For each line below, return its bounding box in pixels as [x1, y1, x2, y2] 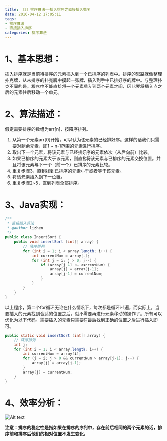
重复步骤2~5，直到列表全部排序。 [12, 180, 82, 186]
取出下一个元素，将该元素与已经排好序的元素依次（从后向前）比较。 [12, 149, 152, 155]
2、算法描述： [5, 109, 63, 120]
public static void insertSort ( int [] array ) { [5, 333, 106, 338]
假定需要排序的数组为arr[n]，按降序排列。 [5, 126, 91, 132]
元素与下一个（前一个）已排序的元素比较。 [25, 161, 113, 167]
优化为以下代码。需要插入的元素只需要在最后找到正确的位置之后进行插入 [5, 317, 153, 323]
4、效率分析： [5, 397, 64, 409]
